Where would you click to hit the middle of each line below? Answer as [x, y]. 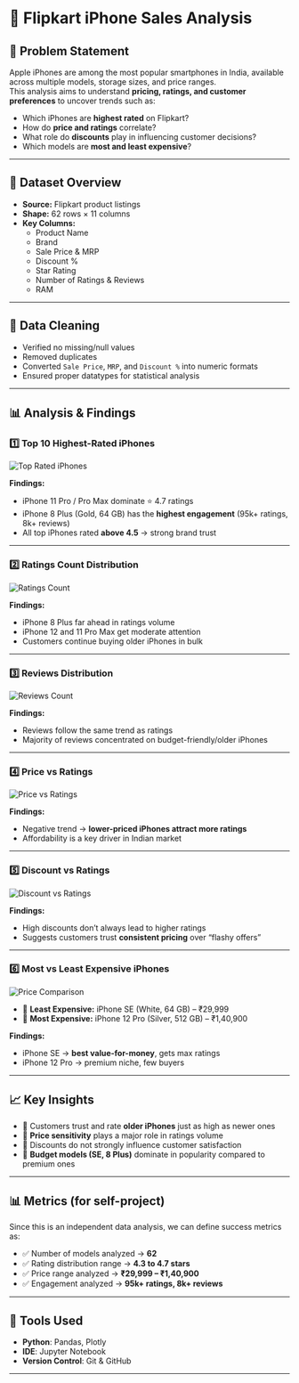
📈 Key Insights [52, 1100]
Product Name [62, 232]
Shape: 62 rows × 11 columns [76, 214]
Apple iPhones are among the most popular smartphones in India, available [147, 72]
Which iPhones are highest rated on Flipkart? [105, 118]
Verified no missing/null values [78, 347]
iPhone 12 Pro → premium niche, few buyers [103, 1062]
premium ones [48, 1163]
